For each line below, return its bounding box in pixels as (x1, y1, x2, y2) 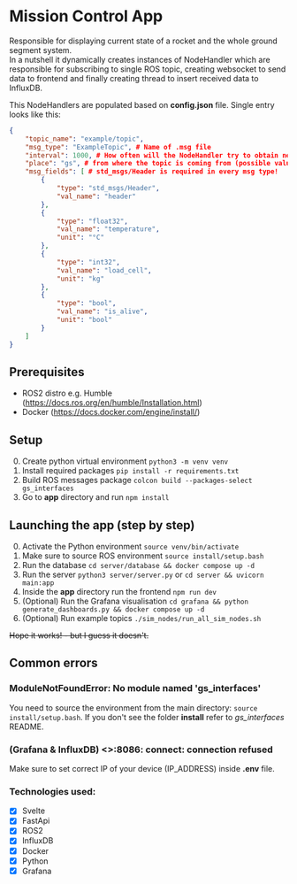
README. (9, 721, 44, 732)
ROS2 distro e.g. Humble (21, 388, 113, 399)
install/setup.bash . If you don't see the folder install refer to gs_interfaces (9, 711, 285, 722)
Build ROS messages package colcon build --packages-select (21, 475, 253, 486)
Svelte (21, 805, 46, 816)
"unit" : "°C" (56, 233, 104, 242)
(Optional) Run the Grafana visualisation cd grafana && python (21, 596, 249, 606)
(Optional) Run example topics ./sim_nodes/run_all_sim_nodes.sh (21, 613, 262, 623)
